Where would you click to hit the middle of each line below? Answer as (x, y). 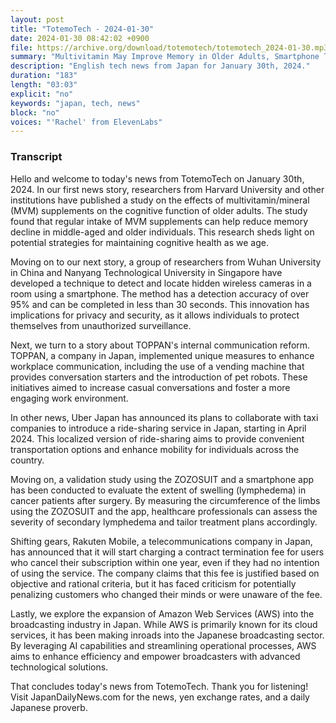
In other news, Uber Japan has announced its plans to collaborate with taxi (164, 417)
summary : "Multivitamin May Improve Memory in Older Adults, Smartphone (165, 57)
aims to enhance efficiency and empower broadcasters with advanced (155, 656)
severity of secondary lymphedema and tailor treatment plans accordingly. (164, 522)
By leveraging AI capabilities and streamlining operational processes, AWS (163, 645)
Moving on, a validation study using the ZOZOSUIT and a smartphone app (162, 479)
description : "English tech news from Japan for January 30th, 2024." (160, 66)
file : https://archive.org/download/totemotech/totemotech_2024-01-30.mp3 (169, 47)
